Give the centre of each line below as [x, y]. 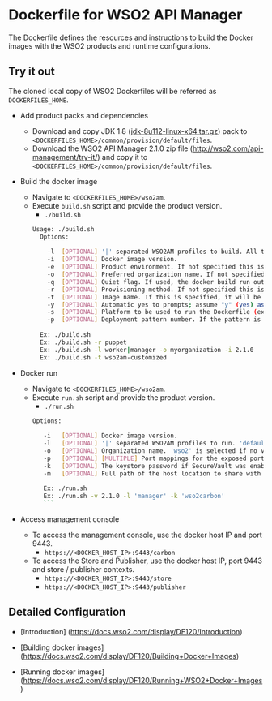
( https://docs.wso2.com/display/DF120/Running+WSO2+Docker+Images [141, 680]
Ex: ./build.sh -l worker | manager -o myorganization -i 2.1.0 [147, 350]
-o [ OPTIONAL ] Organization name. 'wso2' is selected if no [150, 451]
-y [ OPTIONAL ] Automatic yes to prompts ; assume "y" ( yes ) [151, 305]
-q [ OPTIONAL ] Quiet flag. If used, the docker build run [149, 282]
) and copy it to [122, 157]
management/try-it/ [65, 157]
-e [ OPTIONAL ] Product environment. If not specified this [151, 267]
